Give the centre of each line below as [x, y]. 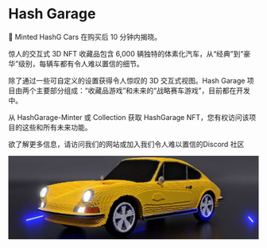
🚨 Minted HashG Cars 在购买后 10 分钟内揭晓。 [85, 37]
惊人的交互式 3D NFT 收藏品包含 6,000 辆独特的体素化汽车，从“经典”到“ [126, 53]
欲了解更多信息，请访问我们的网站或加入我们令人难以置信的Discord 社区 [126, 144]
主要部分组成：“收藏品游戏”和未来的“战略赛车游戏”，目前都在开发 [143, 90]
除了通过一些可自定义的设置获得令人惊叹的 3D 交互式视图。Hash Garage [127, 80]
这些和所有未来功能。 [57, 127]
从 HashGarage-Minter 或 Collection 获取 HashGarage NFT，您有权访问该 [129, 117]
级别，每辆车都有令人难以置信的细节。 [81, 64]
